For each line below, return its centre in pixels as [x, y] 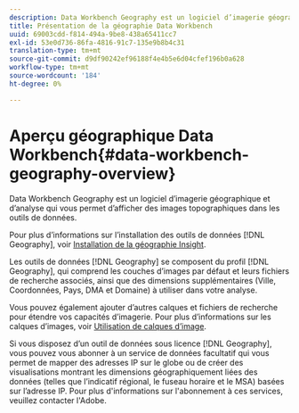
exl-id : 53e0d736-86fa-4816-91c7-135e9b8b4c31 [97, 42]
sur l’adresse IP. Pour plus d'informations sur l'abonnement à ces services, [146, 391]
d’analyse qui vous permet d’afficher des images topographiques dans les [145, 208]
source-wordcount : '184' [55, 76]
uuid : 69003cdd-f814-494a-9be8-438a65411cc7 [93, 34]
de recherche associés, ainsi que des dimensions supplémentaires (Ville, [142, 280]
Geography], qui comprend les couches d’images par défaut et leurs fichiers [149, 271]
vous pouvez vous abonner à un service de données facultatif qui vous [139, 352]
